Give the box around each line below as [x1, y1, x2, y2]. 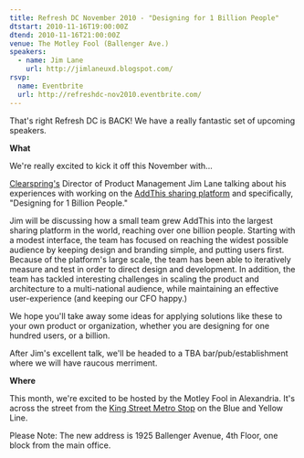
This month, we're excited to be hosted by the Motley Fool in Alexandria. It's [9, 392, 295, 403]
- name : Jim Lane [17, 56, 84, 65]
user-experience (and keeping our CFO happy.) [9, 293, 188, 304]
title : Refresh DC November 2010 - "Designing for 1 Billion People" [9, 13, 280, 23]
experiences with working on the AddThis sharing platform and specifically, [9, 187, 294, 198]
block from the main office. [9, 440, 111, 451]
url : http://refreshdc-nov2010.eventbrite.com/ [17, 90, 203, 99]
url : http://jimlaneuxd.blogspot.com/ [26, 65, 173, 74]
